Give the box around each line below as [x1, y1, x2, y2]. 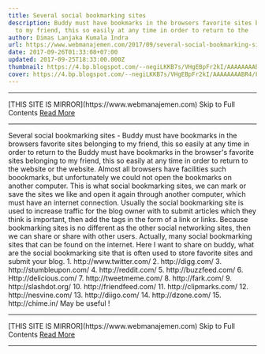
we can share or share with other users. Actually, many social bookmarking [8, 231, 252, 241]
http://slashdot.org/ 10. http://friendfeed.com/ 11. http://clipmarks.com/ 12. [8, 281, 249, 291]
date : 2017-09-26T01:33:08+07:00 [8, 48, 118, 56]
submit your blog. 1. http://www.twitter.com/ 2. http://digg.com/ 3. [8, 256, 222, 265]
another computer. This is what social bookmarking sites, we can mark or [8, 181, 247, 190]
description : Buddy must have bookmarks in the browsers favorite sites [8, 19, 252, 27]
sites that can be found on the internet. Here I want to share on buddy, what [8, 239, 255, 249]
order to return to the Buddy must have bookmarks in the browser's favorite [8, 147, 254, 156]
